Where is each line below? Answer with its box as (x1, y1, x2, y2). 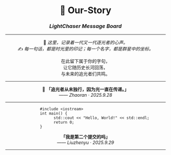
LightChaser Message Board (49, 23, 122, 30)
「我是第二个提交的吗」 (61, 134, 110, 140)
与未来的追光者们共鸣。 (61, 71, 110, 77)
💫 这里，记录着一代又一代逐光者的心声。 (43, 40, 128, 46)
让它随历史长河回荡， (63, 64, 108, 70)
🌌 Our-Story (60, 5, 111, 16)
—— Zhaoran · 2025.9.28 (59, 92, 112, 98)
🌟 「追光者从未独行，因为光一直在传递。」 (42, 86, 129, 93)
